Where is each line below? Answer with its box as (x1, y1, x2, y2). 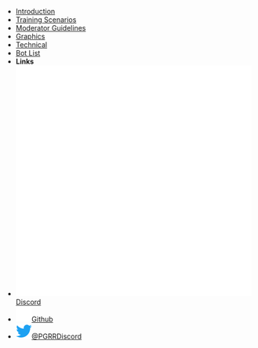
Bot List (15, 49, 41, 57)
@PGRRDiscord (31, 332, 82, 341)
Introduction (15, 7, 56, 16)
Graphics (15, 31, 45, 41)
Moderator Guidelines (15, 24, 86, 32)
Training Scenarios (15, 15, 77, 24)
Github (31, 314, 53, 324)
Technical (15, 40, 48, 49)
